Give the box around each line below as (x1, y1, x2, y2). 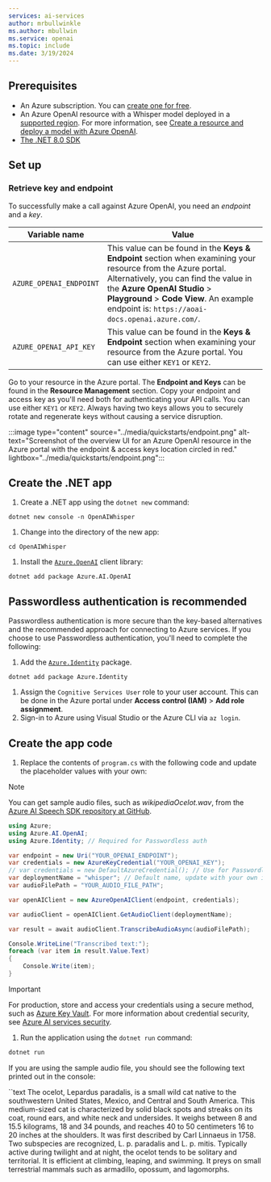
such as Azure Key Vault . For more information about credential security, (8, 1008, 250, 1018)
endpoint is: (106, 303, 152, 314)
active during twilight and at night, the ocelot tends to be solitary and (8, 1147, 237, 1157)
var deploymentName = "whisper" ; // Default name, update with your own (8, 874, 258, 882)
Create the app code (8, 736, 113, 750)
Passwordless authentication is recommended (8, 594, 248, 608)
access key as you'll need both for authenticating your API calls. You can (8, 394, 250, 404)
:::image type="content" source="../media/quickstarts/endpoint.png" (8, 427, 237, 437)
